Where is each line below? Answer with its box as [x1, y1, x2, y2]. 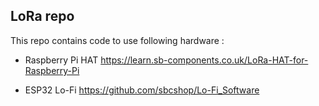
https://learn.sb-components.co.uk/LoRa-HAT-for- [100, 54, 309, 66]
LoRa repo [10, 8, 75, 25]
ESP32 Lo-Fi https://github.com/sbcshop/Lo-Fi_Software [24, 84, 260, 96]
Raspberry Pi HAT [24, 54, 99, 66]
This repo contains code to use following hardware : [10, 34, 225, 46]
